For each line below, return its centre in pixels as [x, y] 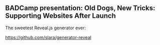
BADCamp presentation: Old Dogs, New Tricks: [80, 8]
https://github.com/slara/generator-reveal [48, 37]
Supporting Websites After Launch [61, 16]
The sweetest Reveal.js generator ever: [46, 28]
